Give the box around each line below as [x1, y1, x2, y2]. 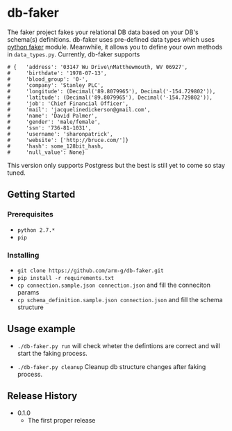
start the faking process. [17, 349, 88, 357]
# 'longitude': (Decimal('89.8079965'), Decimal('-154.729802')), [7, 88, 216, 95]
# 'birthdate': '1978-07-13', [7, 70, 108, 77]
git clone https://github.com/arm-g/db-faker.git [17, 267, 165, 274]
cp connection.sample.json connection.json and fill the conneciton [17, 281, 210, 289]
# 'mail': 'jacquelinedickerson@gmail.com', [7, 106, 151, 113]
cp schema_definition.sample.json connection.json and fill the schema [17, 295, 224, 304]
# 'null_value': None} [7, 148, 85, 156]
